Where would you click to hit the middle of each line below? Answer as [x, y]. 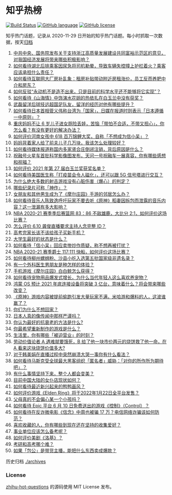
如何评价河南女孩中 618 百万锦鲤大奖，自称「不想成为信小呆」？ [81, 136]
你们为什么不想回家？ [36, 309]
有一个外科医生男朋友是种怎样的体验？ [53, 264]
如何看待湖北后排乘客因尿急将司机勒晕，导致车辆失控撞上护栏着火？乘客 [89, 66]
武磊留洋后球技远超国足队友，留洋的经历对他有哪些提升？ [74, 104]
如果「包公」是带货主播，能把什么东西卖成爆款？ [65, 450]
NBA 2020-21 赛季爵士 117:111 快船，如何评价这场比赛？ [71, 251]
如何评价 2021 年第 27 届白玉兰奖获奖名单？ [59, 168]
